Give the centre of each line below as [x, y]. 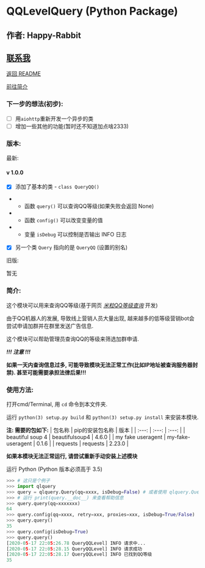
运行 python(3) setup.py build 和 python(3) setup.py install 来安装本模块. [103, 417]
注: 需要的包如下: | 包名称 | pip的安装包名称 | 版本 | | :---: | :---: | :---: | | [96, 430]
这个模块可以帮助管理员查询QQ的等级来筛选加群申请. [73, 339]
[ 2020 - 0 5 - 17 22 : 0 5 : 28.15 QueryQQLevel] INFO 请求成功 [74, 549]
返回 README [24, 74]
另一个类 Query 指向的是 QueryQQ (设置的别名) [71, 247]
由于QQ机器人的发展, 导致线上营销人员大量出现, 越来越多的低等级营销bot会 [100, 318]
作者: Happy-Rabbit [44, 35]
